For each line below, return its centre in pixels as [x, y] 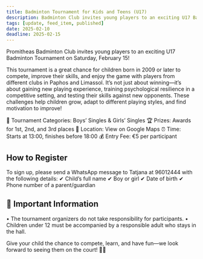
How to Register [37, 158]
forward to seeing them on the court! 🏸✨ [56, 249]
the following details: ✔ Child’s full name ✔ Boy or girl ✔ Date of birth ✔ [95, 179]
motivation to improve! [34, 108]
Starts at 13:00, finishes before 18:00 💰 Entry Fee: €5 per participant [92, 136]
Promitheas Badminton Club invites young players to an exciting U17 [91, 51]
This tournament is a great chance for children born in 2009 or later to [94, 70]
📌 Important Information [52, 204]
